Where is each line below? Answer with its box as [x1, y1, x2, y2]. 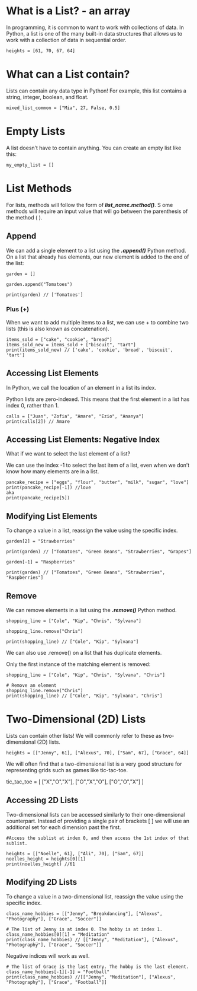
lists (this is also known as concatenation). [6, 325, 109, 332]
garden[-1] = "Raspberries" [6, 559, 76, 565]
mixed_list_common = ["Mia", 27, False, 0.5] [6, 105, 120, 111]
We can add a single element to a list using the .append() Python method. [6, 247, 186, 254]
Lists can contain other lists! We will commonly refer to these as [6, 732, 162, 740]
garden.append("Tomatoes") [6, 281, 73, 287]
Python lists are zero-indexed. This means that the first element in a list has [6, 396, 190, 403]
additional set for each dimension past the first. [6, 823, 121, 831]
